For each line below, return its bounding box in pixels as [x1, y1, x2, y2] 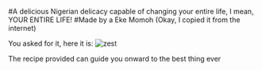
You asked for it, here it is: [8, 39, 94, 48]
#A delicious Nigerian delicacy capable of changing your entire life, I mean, [8, 7, 254, 16]
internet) [8, 24, 37, 32]
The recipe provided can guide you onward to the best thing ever [8, 54, 222, 63]
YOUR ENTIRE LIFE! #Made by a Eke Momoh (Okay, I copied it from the [8, 15, 241, 24]
